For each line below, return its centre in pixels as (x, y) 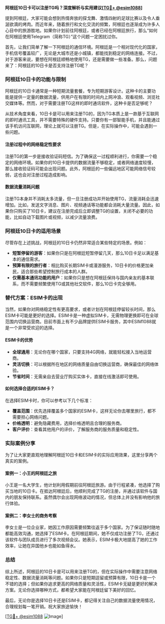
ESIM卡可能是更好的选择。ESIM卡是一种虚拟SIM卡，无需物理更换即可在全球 (82, 315)
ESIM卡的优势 (19, 340)
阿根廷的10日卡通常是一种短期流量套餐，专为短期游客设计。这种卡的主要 (78, 91)
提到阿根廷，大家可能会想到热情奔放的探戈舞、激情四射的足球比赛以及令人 (80, 18)
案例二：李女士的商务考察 (31, 515)
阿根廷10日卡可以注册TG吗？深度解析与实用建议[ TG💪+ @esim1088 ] (74, 8)
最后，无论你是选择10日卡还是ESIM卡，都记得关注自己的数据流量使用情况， (82, 600)
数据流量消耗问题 (22, 187)
